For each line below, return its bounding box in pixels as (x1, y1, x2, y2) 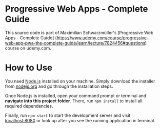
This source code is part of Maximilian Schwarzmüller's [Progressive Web (5, 30, 154, 35)
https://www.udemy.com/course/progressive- (56, 35, 149, 41)
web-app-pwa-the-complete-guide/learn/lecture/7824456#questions (5, 40, 145, 46)
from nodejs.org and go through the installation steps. (5, 83, 113, 89)
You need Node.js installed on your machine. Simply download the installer (5, 78, 155, 84)
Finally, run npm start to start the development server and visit (5, 112, 131, 118)
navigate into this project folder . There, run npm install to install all (5, 98, 142, 104)
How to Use (5, 62, 53, 73)
